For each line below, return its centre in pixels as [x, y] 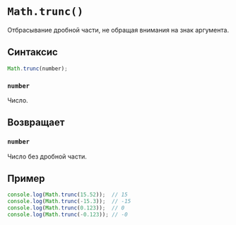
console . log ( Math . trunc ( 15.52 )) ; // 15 [68, 195]
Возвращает [36, 123]
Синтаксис [33, 52]
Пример [26, 179]
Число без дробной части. [47, 156]
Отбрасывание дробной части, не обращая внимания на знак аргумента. [118, 30]
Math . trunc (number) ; [38, 69]
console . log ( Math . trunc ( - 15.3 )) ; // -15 [69, 202]
